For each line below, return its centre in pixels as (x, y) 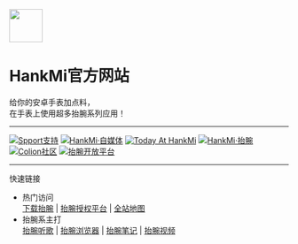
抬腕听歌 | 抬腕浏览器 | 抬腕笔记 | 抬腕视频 (98, 230)
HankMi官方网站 (70, 76)
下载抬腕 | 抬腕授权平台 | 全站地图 (83, 208)
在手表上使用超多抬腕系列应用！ (67, 113)
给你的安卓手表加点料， (52, 102)
